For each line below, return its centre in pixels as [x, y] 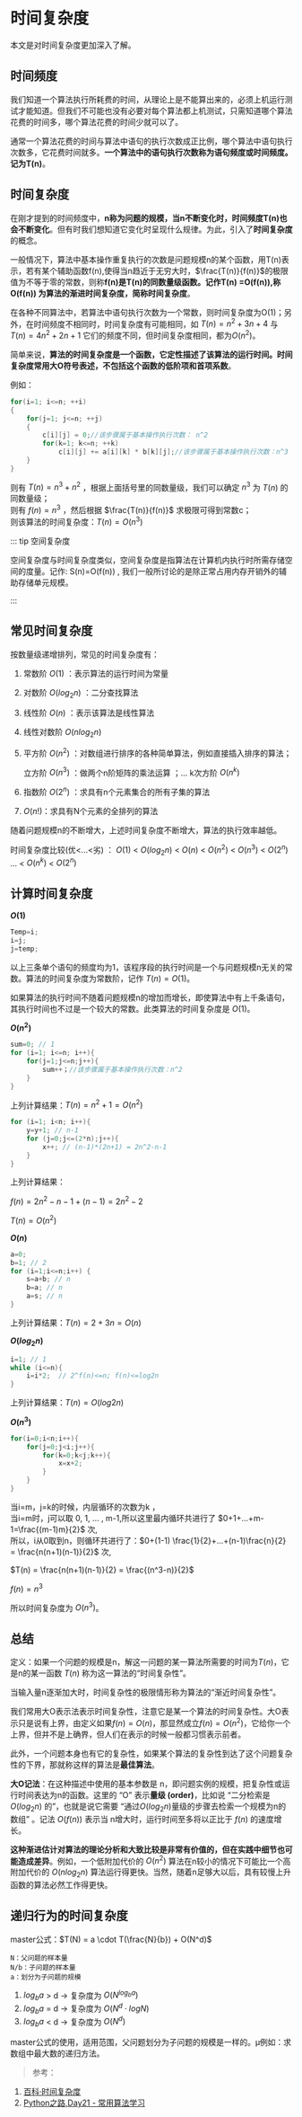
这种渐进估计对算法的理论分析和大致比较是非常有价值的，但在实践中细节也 [147, 1849]
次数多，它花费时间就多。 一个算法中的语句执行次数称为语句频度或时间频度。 [151, 152]
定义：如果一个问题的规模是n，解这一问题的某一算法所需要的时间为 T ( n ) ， [146, 1662]
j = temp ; [25, 949]
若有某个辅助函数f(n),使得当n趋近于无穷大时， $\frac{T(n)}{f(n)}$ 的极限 [157, 270]
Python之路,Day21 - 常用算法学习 [84, 2103]
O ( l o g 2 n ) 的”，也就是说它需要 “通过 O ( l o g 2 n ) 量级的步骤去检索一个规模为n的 [148, 1807]
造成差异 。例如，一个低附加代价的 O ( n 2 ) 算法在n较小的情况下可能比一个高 [154, 1860]
